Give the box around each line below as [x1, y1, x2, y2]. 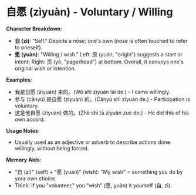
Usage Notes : [6, 127, 40, 134]
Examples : [6, 76, 32, 83]
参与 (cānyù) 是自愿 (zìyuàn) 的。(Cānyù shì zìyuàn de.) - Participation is [14, 95, 191, 103]
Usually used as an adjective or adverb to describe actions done [14, 139, 171, 146]
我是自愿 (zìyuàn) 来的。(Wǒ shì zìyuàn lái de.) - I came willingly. [14, 88, 171, 95]
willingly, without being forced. [14, 144, 89, 152]
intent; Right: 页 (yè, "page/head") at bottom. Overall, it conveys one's [14, 58, 184, 65]
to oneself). [14, 43, 43, 51]
